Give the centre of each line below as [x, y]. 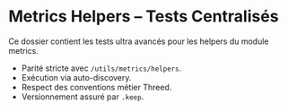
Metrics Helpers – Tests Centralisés [144, 17]
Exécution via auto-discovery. [76, 77]
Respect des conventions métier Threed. [96, 87]
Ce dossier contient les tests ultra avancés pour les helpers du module [139, 41]
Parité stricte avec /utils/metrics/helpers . [101, 68]
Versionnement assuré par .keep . [83, 97]
